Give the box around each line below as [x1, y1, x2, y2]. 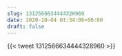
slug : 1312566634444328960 [7, 10, 85, 17]
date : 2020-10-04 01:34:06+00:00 [7, 17, 103, 24]
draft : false [7, 23, 45, 30]
